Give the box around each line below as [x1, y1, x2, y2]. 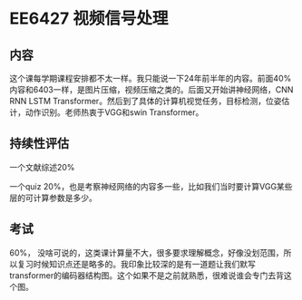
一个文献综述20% [9, 161, 75, 172]
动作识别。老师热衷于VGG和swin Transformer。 [24, 107, 204, 118]
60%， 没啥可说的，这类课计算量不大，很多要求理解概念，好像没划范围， [9, 247, 284, 258]
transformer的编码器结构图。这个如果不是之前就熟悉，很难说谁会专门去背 [9, 269, 284, 281]
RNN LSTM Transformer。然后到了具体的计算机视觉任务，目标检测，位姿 [9, 96, 282, 106]
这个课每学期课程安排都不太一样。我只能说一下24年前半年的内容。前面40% [9, 73, 292, 83]
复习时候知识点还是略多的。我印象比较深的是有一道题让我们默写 [16, 258, 256, 269]
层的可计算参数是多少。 [9, 192, 97, 203]
